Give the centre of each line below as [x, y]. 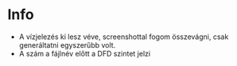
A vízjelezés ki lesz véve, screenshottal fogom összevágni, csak [124, 37]
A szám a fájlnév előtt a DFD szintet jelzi [85, 53]
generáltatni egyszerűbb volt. [67, 45]
